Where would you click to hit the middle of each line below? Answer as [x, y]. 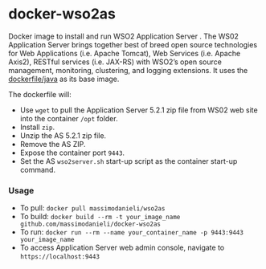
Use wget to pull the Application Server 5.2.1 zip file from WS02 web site [139, 110]
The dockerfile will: [40, 94]
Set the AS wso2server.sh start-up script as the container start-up [129, 161]
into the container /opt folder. [69, 118]
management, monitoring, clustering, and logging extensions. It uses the [128, 70]
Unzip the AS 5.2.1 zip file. [63, 135]
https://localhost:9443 [60, 257]
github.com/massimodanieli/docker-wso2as [90, 224]
